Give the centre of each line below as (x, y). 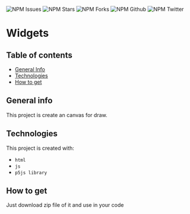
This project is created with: (40, 148)
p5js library (31, 172)
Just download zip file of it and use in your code (65, 205)
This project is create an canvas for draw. (57, 115)
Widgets (28, 33)
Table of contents (39, 55)
